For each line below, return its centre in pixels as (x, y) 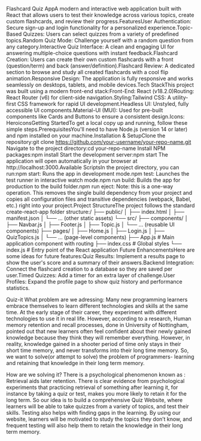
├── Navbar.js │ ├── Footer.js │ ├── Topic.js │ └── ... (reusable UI (91, 224)
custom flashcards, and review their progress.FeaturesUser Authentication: (99, 21)
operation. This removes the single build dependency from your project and (99, 193)
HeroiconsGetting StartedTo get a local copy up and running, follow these (97, 123)
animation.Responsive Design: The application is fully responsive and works (100, 78)
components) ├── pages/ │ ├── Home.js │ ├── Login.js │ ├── (86, 231)
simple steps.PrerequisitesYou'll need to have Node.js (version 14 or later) (97, 129)
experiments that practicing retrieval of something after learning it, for (92, 387)
